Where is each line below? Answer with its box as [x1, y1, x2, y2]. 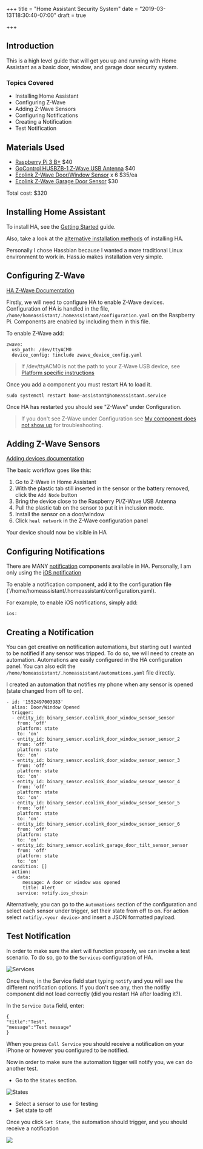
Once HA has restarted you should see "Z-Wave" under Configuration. [6, 403, 182, 410]
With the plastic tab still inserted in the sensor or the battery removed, [15, 485, 190, 492]
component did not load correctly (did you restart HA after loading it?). [6, 990, 182, 997]
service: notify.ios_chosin [17, 890, 88, 896]
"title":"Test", [6, 1019, 47, 1025]
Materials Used [6, 142, 65, 152]
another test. [6, 1065, 38, 1072]
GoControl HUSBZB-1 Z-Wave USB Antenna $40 [15, 164, 136, 172]
